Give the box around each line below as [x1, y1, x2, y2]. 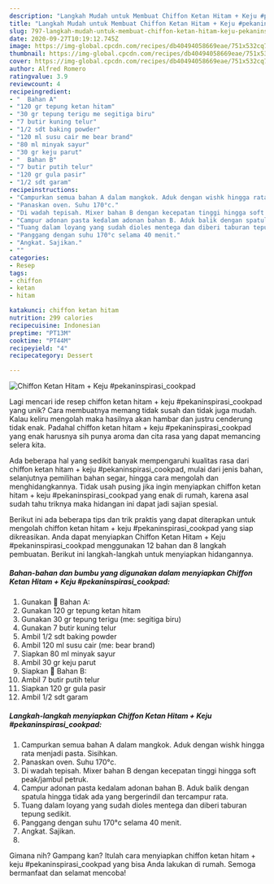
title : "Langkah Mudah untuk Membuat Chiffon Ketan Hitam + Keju [9, 20, 235, 28]
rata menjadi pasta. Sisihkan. [20, 749, 118, 759]
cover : [9, 58, 32, 66]
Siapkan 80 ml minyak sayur [20, 649, 116, 659]
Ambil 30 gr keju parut [20, 658, 97, 668]
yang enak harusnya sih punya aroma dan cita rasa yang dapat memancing [9, 432, 261, 442]
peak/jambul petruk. [20, 774, 89, 785]
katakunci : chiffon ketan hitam [9, 307, 119, 315]
